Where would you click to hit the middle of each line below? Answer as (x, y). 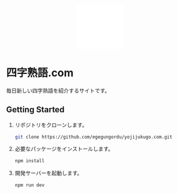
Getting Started (35, 110)
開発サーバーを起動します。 (49, 173)
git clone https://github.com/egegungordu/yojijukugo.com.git (93, 137)
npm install (29, 161)
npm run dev (29, 185)
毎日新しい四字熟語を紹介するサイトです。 (58, 90)
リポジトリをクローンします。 (51, 125)
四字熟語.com (40, 73)
